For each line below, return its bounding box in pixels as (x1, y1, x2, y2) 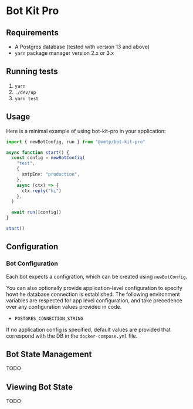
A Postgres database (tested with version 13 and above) (14, 43, 150, 50)
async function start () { (6, 149, 69, 156)
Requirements (6, 28, 59, 38)
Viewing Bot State (6, 382, 73, 392)
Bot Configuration (6, 259, 59, 268)
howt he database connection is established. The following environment (6, 291, 180, 298)
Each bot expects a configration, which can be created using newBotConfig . (6, 273, 188, 280)
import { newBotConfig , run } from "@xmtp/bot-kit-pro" (6, 138, 145, 145)
